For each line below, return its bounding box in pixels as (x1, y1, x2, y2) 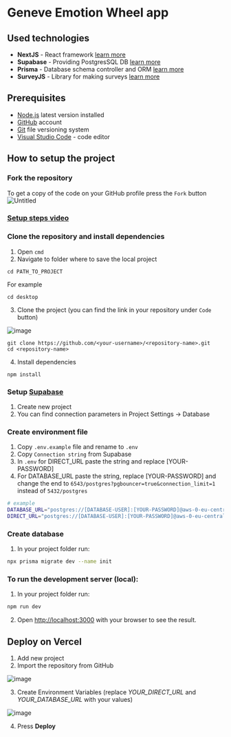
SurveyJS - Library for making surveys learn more (16, 72, 160, 81)
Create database (7, 529, 64, 539)
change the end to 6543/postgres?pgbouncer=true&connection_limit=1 (16, 479, 216, 488)
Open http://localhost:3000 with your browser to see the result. (16, 616, 197, 624)
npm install (7, 371, 41, 378)
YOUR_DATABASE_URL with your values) (16, 696, 133, 704)
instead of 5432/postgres (16, 487, 88, 495)
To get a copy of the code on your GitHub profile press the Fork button (7, 189, 207, 197)
